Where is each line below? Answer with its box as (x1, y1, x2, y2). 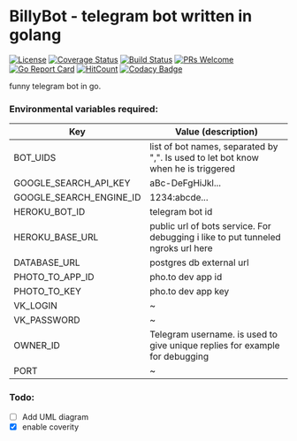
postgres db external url (149, 256, 249, 269)
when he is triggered (149, 163, 236, 175)
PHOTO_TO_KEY (13, 285, 82, 298)
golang (9, 25, 62, 45)
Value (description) (175, 125, 259, 138)
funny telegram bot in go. (9, 80, 102, 91)
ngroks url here (149, 242, 214, 255)
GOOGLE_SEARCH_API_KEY (13, 177, 131, 189)
